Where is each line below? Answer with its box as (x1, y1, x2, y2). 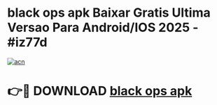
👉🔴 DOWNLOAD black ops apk (7, 83, 192, 99)
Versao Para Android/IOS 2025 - (7, 19, 199, 35)
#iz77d (7, 35, 48, 50)
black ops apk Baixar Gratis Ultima (7, 5, 211, 21)
